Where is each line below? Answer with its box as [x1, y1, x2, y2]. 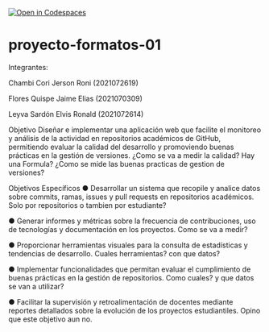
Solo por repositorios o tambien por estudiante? [8, 200, 167, 210]
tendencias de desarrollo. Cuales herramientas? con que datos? [8, 248, 220, 258]
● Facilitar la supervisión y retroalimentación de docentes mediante [8, 297, 234, 306]
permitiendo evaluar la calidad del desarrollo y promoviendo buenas [8, 142, 234, 151]
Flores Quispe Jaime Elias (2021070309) [8, 93, 143, 103]
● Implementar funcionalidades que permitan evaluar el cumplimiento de [8, 264, 251, 274]
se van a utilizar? [8, 281, 64, 291]
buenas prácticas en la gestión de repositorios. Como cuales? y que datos [8, 272, 255, 282]
